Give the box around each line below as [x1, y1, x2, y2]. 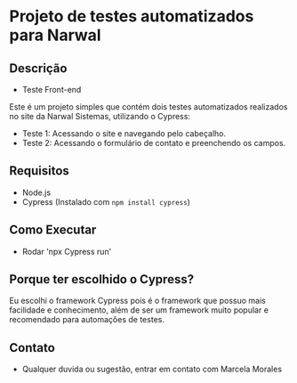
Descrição [9, 61, 68, 76]
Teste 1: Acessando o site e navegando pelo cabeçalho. [21, 128, 227, 139]
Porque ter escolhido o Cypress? [9, 272, 194, 287]
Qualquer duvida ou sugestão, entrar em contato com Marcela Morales [21, 363, 283, 375]
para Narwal [9, 25, 101, 45]
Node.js [21, 187, 52, 198]
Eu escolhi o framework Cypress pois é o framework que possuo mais [9, 296, 267, 306]
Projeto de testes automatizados [9, 6, 254, 27]
